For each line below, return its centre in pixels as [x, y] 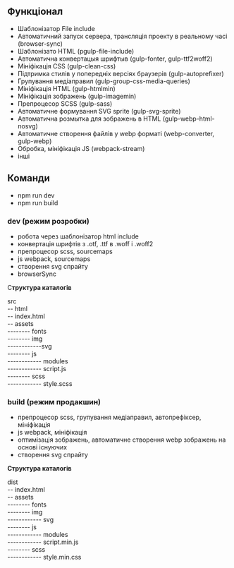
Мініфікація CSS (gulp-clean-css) [67, 66]
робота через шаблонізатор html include [78, 236]
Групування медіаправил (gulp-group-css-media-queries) [104, 81]
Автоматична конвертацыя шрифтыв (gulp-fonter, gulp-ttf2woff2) [115, 59]
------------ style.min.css [44, 557]
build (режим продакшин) [54, 401]
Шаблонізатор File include [56, 28]
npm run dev [36, 195]
